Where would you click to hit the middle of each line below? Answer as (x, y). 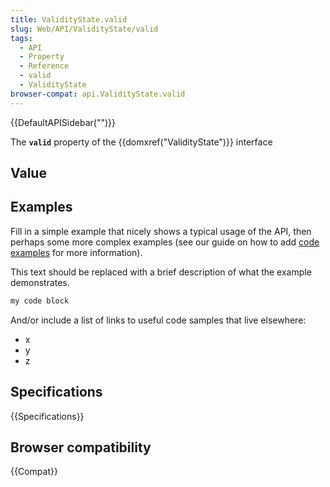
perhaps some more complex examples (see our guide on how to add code (165, 242)
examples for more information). (76, 252)
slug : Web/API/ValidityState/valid (84, 29)
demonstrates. (40, 282)
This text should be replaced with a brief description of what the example (161, 272)
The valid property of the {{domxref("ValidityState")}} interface (141, 142)
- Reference (44, 66)
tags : (21, 38)
